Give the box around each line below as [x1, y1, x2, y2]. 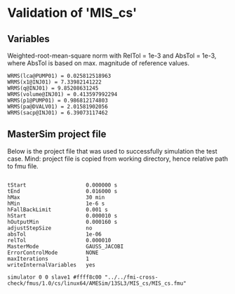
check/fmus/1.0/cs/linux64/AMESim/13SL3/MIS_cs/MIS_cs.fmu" [7, 279, 187, 287]
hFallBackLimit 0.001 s [7, 206, 109, 213]
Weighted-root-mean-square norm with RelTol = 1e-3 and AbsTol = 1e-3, [7, 51, 217, 60]
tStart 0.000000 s [7, 181, 118, 189]
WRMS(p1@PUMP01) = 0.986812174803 [7, 97, 109, 104]
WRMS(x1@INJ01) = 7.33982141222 [7, 79, 102, 86]
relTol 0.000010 [7, 236, 112, 243]
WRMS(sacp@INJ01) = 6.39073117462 [7, 109, 109, 116]
